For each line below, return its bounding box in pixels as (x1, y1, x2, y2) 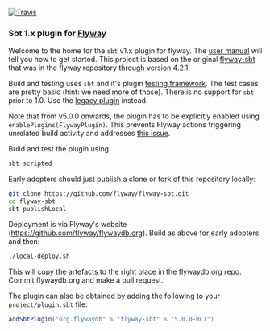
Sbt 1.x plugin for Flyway (8, 27, 107, 39)
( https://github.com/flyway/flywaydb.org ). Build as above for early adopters (8, 228, 260, 238)
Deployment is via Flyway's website (8, 219, 127, 229)
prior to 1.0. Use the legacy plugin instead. (8, 96, 148, 106)
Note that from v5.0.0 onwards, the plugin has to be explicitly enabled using (8, 111, 260, 121)
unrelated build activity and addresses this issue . (8, 129, 171, 139)
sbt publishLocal (8, 205, 67, 213)
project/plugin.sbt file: (8, 299, 88, 309)
